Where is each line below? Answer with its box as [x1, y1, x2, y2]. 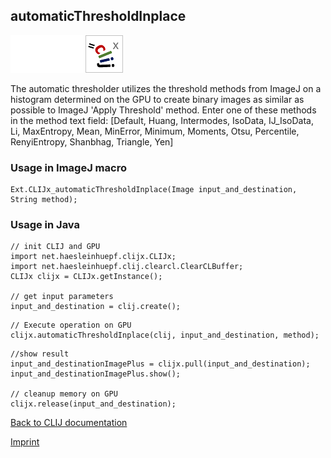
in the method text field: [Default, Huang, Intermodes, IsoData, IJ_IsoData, [10, 114, 314, 126]
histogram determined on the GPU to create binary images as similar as [10, 93, 305, 105]
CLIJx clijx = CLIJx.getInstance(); [10, 272, 163, 282]
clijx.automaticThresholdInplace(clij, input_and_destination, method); [10, 330, 320, 341]
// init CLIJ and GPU [10, 242, 101, 252]
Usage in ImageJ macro [10, 160, 127, 174]
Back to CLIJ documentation [10, 417, 128, 429]
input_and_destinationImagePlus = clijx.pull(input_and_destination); [10, 359, 311, 369]
